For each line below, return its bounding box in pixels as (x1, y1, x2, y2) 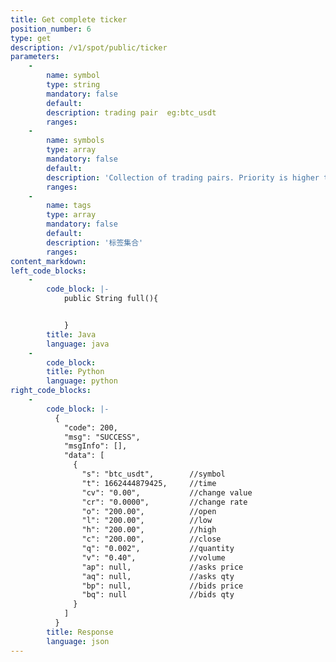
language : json (46, 636, 110, 646)
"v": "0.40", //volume (81, 552, 226, 563)
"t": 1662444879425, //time (81, 478, 217, 488)
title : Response (46, 627, 114, 637)
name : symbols (46, 136, 105, 146)
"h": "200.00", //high (81, 525, 217, 535)
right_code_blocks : (10, 386, 92, 396)
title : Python (46, 367, 105, 377)
